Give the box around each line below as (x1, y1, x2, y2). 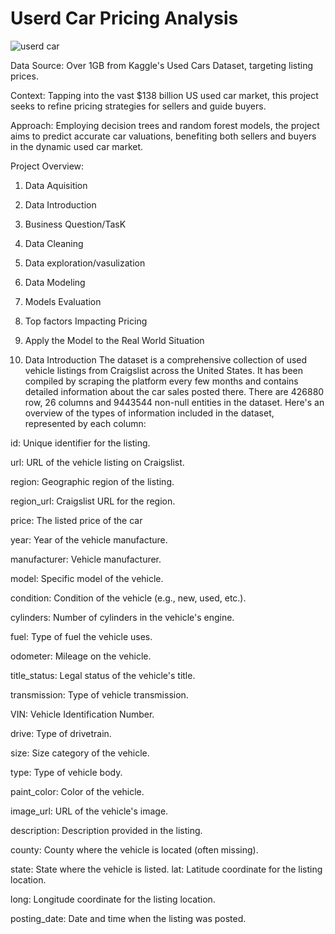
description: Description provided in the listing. (10, 824, 203, 836)
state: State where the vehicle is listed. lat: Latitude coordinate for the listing (10, 863, 323, 875)
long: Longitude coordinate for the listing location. (10, 893, 216, 905)
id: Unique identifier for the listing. (10, 437, 151, 449)
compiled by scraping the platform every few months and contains (24, 375, 299, 387)
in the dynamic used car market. (10, 140, 144, 152)
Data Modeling (24, 276, 86, 288)
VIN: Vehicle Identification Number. (10, 708, 155, 720)
